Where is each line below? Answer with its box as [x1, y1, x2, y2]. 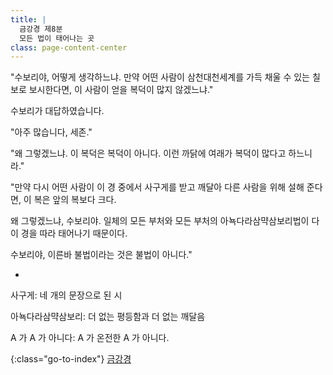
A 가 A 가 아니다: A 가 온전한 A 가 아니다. [10, 332, 170, 344]
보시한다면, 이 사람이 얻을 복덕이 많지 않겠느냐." [28, 84, 214, 96]
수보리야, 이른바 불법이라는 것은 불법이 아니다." [10, 249, 193, 261]
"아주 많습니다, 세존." [10, 126, 93, 138]
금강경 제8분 [19, 24, 63, 34]
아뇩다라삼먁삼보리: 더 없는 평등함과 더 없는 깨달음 [10, 311, 206, 323]
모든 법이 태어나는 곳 [19, 33, 95, 43]
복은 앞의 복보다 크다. [33, 194, 117, 206]
